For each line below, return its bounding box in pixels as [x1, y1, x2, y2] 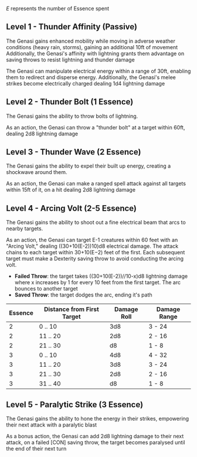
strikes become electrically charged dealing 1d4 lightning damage [6, 80, 165, 87]
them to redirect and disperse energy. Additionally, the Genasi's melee [6, 73, 176, 81]
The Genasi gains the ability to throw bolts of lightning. [6, 112, 138, 120]
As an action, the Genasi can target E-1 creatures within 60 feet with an [6, 237, 178, 244]
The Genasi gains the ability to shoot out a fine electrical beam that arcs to [6, 219, 186, 226]
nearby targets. [6, 225, 43, 232]
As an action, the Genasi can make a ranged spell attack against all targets [6, 180, 186, 187]
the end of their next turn [6, 445, 67, 452]
